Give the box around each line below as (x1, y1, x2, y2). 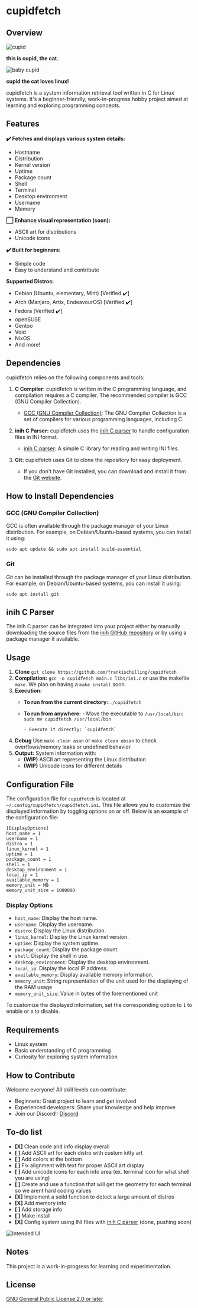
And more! (14, 341, 41, 348)
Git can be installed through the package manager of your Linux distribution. (6, 573, 192, 580)
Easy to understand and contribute (14, 266, 99, 273)
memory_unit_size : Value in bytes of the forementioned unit (14, 990, 158, 997)
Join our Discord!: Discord (14, 1110, 79, 1117)
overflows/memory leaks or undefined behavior (14, 744, 131, 751)
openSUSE (14, 315, 41, 323)
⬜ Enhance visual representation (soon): (6, 217, 111, 224)
